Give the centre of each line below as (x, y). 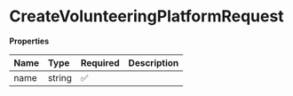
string (60, 77)
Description (154, 62)
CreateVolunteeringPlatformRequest (146, 16)
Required (100, 62)
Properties (29, 41)
